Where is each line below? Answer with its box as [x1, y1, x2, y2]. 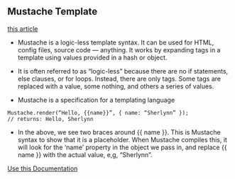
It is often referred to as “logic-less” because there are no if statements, [17, 67, 229, 75]
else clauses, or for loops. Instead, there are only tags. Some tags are [17, 74, 222, 83]
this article [7, 24, 38, 33]
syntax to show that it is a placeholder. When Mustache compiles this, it [17, 135, 227, 144]
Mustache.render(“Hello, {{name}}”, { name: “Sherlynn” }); [7, 109, 190, 116]
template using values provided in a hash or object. [17, 53, 168, 62]
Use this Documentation [7, 164, 78, 173]
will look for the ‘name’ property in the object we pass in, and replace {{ [17, 143, 227, 151]
